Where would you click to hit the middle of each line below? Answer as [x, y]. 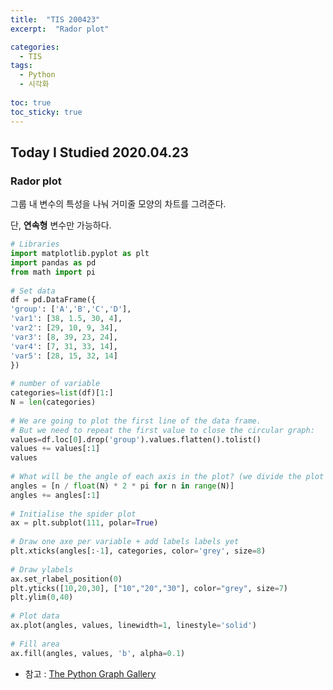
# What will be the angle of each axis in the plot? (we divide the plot [167, 477]
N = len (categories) [53, 402]
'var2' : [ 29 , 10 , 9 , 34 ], [64, 328]
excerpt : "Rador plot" [60, 29]
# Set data [33, 291]
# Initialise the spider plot [73, 514]
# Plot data [35, 616]
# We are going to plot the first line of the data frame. [136, 421]
